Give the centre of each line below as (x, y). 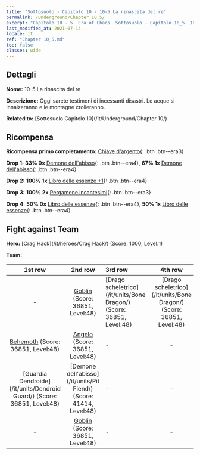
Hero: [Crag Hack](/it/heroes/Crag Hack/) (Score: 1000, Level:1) (85, 244)
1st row (35, 270)
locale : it (20, 34)
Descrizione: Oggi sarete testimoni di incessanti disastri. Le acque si (90, 100)
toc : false (20, 45)
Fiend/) (83, 389)
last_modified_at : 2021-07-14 (44, 28)
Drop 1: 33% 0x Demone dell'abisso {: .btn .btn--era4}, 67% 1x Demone (94, 163)
